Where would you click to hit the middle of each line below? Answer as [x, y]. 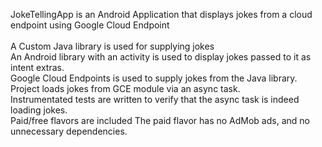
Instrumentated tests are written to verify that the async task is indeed [155, 99]
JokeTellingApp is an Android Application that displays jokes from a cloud [161, 14]
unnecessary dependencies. [69, 131]
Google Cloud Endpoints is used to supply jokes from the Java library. [154, 78]
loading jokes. [39, 110]
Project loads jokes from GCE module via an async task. [125, 88]
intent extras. [37, 67]
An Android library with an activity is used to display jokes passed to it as [161, 57]
